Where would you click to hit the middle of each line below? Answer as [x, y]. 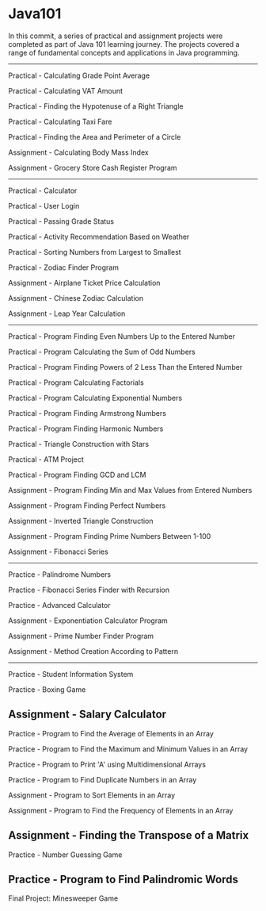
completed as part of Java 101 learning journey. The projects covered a [124, 44]
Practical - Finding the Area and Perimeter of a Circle [95, 136]
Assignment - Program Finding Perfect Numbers [87, 505]
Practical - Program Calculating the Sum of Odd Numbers [102, 352]
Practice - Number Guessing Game [65, 855]
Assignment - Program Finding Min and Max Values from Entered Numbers [130, 490]
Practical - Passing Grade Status [61, 221]
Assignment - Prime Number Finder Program [81, 636]
